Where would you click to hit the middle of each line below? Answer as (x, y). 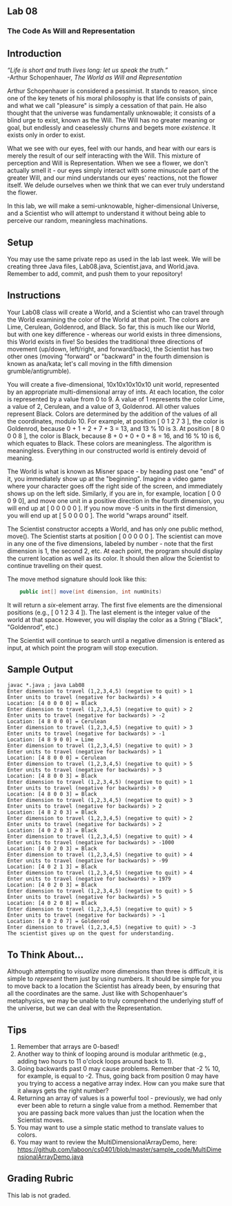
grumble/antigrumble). (39, 371)
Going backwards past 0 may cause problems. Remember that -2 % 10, (118, 1069)
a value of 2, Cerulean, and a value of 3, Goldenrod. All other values (104, 406)
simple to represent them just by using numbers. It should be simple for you (115, 979)
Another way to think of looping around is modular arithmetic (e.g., (112, 1054)
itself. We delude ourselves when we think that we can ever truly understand (116, 185)
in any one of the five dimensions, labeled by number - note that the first (110, 543)
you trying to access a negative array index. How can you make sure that (121, 1084)
